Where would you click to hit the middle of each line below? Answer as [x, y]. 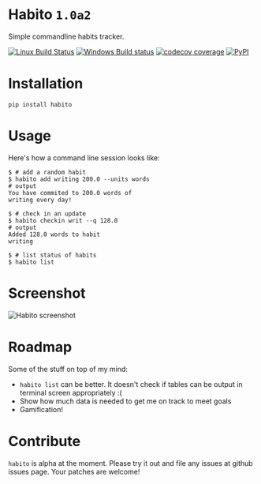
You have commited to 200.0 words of [70, 193]
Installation [46, 84]
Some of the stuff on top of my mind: [68, 369]
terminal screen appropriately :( [71, 392]
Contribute [45, 441]
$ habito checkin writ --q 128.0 [63, 220]
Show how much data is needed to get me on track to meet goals [125, 401]
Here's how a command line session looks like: [84, 158]
